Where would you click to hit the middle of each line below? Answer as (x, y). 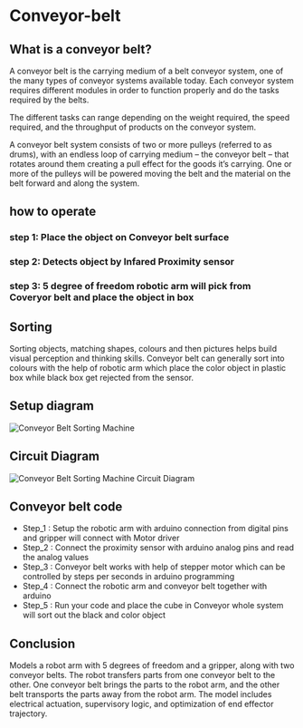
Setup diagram (52, 406)
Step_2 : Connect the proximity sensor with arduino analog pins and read (158, 548)
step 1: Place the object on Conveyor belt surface (119, 238)
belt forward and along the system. (75, 183)
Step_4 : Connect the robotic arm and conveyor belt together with (145, 587)
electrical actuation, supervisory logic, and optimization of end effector (142, 704)
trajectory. (28, 713)
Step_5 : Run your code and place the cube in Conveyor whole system (153, 606)
